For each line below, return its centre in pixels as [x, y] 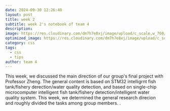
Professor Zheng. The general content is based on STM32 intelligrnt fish [81, 82]
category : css [20, 43]
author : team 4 [21, 62]
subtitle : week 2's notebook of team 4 [47, 24]
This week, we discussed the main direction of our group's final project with [84, 76]
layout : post [19, 15]
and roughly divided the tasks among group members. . [63, 103]
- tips [17, 57]
